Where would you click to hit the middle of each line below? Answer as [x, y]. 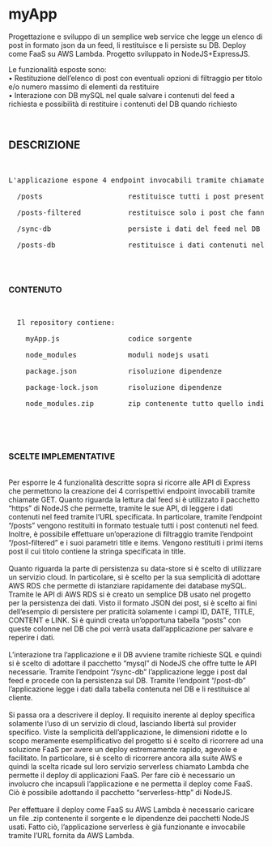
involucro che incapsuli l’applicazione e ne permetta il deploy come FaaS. [131, 784]
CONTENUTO [35, 289]
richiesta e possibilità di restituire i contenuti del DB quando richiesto [123, 104]
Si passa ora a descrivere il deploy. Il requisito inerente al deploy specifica [132, 715]
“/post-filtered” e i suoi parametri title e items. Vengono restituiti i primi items [136, 543]
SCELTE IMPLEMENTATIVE [62, 456]
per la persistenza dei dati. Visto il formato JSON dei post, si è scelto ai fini [133, 603]
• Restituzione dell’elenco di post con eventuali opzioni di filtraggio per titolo [136, 78]
